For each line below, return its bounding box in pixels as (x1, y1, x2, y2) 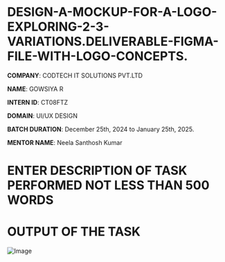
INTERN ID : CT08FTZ (7, 98, 69, 106)
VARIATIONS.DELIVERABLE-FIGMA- (7, 34, 219, 49)
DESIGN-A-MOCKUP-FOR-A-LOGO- (7, 4, 217, 20)
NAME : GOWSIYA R (7, 85, 64, 93)
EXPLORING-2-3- (7, 19, 109, 35)
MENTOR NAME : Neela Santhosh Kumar (7, 138, 123, 146)
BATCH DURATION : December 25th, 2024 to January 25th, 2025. (7, 125, 195, 133)
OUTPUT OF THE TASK (7, 224, 141, 240)
